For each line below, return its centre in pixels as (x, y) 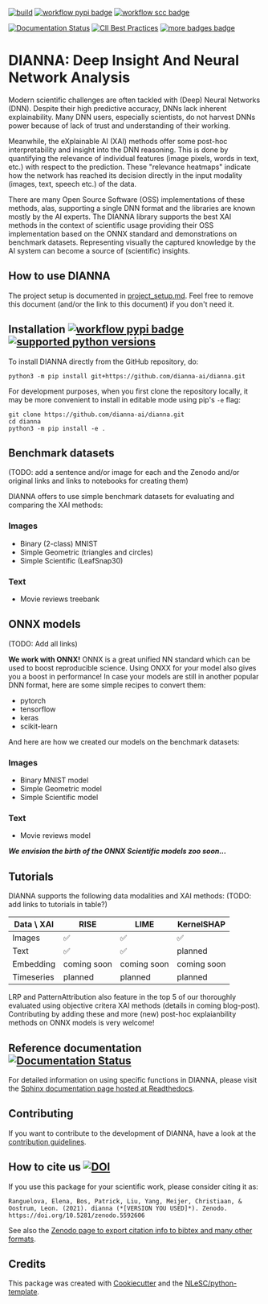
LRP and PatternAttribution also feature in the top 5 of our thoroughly (122, 997)
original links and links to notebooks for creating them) (98, 481)
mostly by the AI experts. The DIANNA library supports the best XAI (120, 217)
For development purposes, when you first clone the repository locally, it (128, 391)
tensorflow (38, 709)
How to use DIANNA (59, 276)
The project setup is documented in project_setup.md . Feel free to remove (131, 295)
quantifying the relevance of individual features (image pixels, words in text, (134, 158)
